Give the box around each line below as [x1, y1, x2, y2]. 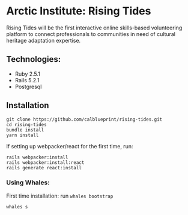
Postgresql [14, 83, 42, 90]
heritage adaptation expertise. [6, 37, 81, 44]
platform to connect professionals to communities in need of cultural [6, 30, 176, 37]
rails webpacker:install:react [6, 159, 85, 166]
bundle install [6, 127, 44, 133]
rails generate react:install [6, 165, 82, 171]
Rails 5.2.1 [14, 76, 40, 83]
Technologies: [6, 54, 61, 64]
